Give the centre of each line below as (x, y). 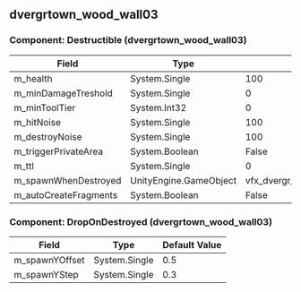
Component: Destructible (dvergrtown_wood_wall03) (128, 40)
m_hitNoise (37, 122)
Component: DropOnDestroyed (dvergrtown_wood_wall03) (141, 221)
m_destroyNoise (48, 136)
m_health (33, 78)
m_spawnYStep (46, 274)
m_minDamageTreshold (64, 93)
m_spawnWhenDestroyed (68, 180)
